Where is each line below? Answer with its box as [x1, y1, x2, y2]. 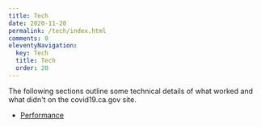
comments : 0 [8, 34, 48, 43]
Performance [19, 110, 65, 120]
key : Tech [15, 49, 48, 57]
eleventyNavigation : [8, 42, 78, 50]
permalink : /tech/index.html [8, 27, 107, 35]
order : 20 [15, 64, 48, 72]
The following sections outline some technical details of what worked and [8, 86, 253, 96]
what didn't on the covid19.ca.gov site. [8, 94, 137, 104]
